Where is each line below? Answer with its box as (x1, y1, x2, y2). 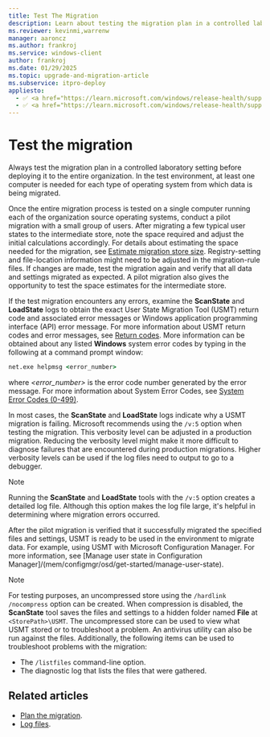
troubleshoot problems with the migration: (8, 641, 147, 651)
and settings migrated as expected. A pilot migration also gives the (8, 272, 229, 282)
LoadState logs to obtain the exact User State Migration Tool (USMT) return (8, 305, 260, 314)
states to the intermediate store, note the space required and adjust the (8, 230, 244, 240)
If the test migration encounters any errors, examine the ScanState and (8, 297, 245, 306)
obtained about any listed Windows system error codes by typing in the (8, 339, 247, 349)
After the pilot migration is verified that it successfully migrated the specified (8, 525, 262, 534)
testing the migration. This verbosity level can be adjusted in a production (8, 427, 252, 436)
